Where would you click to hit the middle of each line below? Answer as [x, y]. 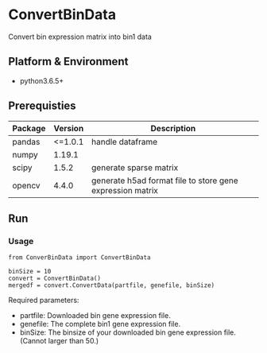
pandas [26, 142]
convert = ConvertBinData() [55, 279]
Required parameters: [44, 301]
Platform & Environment [68, 62]
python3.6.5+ [42, 80]
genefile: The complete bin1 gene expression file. [100, 324]
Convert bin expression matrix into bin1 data [80, 37]
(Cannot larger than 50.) [59, 341]
